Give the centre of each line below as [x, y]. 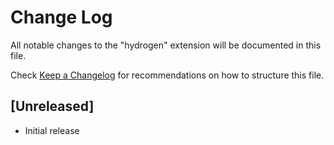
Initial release [52, 130]
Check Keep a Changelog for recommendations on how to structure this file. [167, 75]
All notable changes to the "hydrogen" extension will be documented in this [166, 45]
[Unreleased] [52, 106]
